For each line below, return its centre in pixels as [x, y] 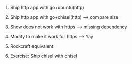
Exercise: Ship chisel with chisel [43, 56]
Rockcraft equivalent [32, 46]
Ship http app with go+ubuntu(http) [47, 7]
